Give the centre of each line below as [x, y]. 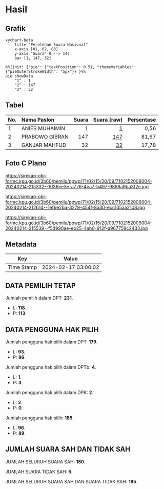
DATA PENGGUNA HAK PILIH [52, 329]
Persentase [142, 120]
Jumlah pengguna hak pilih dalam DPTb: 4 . [51, 367]
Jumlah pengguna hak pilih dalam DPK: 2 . [49, 393]
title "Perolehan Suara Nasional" [51, 45]
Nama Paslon [38, 120]
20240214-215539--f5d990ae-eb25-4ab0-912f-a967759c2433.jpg [77, 228]
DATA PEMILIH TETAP [40, 286]
